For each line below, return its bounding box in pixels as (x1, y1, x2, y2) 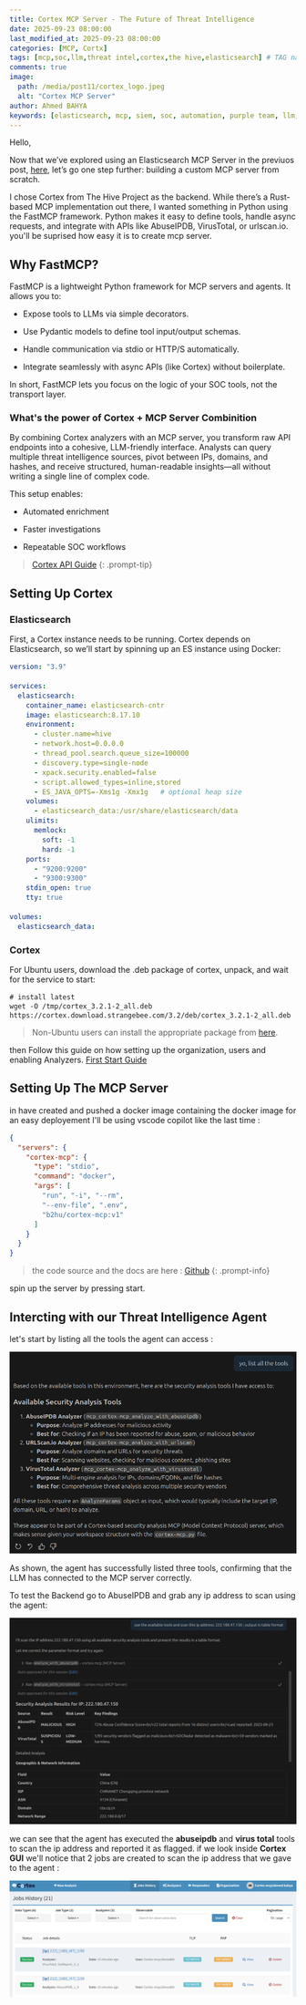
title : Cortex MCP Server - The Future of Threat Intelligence (9, 15, 255, 24)
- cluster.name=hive (33, 729, 112, 739)
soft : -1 (42, 835, 76, 844)
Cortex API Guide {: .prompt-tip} (31, 559, 153, 570)
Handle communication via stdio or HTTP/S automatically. (22, 344, 240, 355)
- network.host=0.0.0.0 (33, 739, 125, 749)
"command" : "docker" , (33, 1172, 117, 1181)
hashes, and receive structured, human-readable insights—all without (9, 461, 271, 472)
